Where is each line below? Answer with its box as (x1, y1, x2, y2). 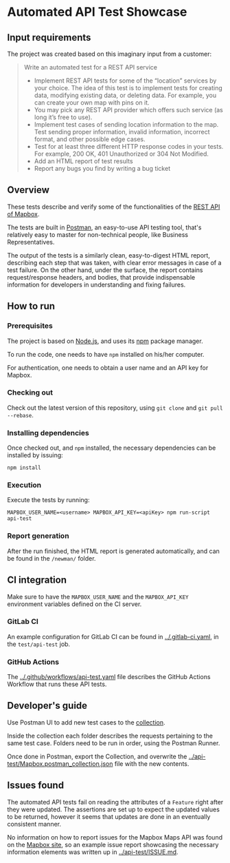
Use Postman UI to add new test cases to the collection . (7, 718, 166, 727)
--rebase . (7, 410, 34, 419)
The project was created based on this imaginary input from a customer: (7, 50, 212, 58)
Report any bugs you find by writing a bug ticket (34, 165, 170, 172)
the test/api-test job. (7, 640, 71, 648)
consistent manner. (7, 820, 62, 828)
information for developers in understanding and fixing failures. (7, 280, 186, 289)
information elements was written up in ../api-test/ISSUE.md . (7, 848, 179, 856)
